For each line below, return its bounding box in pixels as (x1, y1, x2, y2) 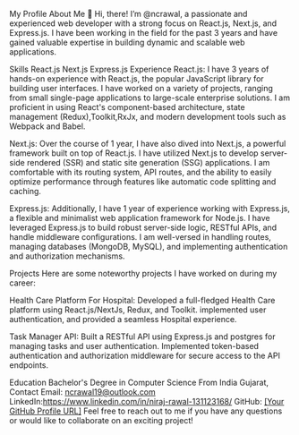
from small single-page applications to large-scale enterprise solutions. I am (9, 92, 291, 103)
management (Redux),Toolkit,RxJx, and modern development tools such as (9, 112, 286, 122)
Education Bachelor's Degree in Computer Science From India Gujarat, (9, 377, 269, 388)
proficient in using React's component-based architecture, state (9, 102, 245, 112)
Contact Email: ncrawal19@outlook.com (9, 387, 157, 397)
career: (9, 277, 36, 288)
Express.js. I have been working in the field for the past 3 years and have (9, 28, 278, 38)
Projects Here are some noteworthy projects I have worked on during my (9, 269, 278, 278)
